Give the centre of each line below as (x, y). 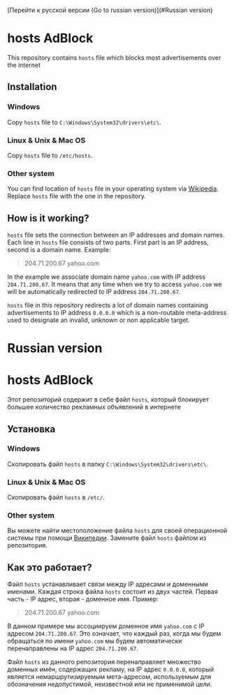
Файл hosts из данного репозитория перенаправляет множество (104, 662)
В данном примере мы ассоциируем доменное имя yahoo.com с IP (106, 626)
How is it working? (48, 218)
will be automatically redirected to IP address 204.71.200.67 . (94, 292)
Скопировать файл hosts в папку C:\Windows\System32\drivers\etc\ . (108, 464)
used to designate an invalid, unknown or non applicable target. (98, 320)
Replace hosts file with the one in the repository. (77, 196)
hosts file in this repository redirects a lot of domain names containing (108, 305)
